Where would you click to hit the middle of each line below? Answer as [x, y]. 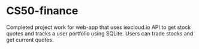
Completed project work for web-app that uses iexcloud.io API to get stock [99, 27]
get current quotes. [30, 40]
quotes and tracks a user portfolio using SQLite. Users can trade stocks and [100, 33]
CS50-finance [42, 11]
